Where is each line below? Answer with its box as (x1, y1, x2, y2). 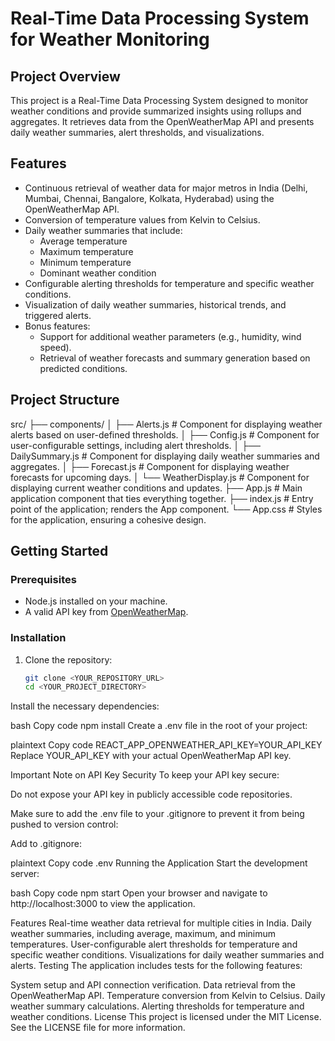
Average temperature (39, 235, 128, 247)
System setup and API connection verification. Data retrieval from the (10, 979, 297, 991)
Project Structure (10, 392, 120, 409)
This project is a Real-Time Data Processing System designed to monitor (10, 95, 309, 106)
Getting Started (10, 543, 109, 560)
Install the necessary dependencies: (10, 700, 160, 712)
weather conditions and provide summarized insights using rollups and (10, 105, 302, 117)
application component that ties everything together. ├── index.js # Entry (10, 492, 314, 504)
